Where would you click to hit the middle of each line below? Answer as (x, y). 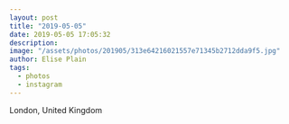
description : (34, 43)
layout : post (34, 18)
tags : (19, 68)
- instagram (40, 84)
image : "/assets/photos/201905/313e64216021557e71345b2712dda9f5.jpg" (145, 51)
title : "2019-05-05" (48, 26)
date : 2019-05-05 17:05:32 (60, 34)
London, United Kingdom (56, 110)
